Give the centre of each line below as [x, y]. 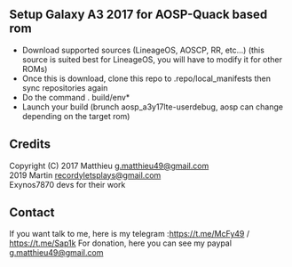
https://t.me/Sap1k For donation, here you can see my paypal [121, 243]
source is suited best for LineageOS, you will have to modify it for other [152, 59]
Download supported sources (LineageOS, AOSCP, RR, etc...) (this [143, 50]
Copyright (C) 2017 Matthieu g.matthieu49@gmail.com [109, 166]
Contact [32, 213]
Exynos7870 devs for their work [67, 184]
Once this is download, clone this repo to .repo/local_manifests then [146, 78]
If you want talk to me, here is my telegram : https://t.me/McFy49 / [130, 234]
